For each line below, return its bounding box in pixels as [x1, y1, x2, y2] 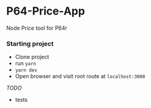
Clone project [15, 53, 50, 61]
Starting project [6, 39, 54, 48]
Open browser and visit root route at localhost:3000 [15, 73, 146, 80]
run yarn [15, 59, 36, 67]
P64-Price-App [6, 4, 86, 18]
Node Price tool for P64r [6, 24, 68, 32]
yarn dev [15, 67, 38, 73]
